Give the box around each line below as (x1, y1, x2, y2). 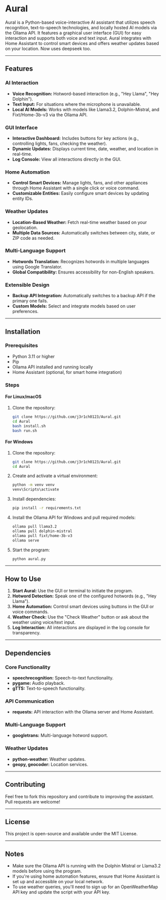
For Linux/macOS (5, 394, 42, 400)
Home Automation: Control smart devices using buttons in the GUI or (12, 604, 154, 610)
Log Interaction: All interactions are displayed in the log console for (12, 625, 150, 630)
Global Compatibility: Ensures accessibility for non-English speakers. (12, 269, 155, 275)
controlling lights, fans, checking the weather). (12, 140, 107, 146)
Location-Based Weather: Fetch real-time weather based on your (12, 219, 147, 225)
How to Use (5, 575, 41, 583)
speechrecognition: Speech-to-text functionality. (12, 675, 114, 680)
